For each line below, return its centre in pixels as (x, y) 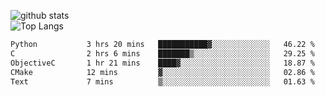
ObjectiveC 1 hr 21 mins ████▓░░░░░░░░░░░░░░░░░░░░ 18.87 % (162, 63)
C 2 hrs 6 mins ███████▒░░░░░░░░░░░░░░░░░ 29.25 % (162, 53)
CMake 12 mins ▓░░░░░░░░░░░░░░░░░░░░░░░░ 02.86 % (162, 72)
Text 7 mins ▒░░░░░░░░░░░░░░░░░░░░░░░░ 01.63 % (162, 81)
